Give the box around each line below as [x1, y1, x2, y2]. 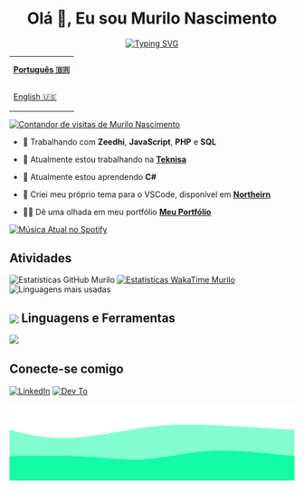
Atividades [9, 250, 72, 266]
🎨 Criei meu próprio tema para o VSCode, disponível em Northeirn [22, 189, 271, 200]
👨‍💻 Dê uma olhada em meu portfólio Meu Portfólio [22, 207, 212, 218]
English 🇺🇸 [13, 91, 57, 102]
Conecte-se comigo [9, 362, 124, 377]
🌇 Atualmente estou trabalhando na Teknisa [22, 154, 187, 165]
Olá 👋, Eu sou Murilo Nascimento [26, 8, 278, 29]
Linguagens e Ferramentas [21, 310, 176, 325]
